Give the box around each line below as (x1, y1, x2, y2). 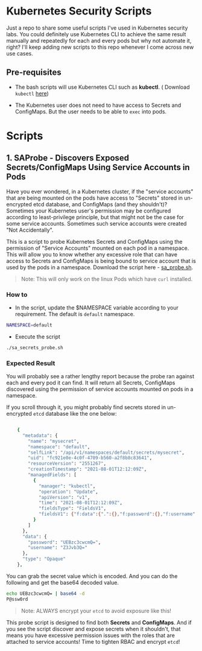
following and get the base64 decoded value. (6, 579, 119, 586)
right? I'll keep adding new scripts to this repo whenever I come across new (6, 43, 194, 51)
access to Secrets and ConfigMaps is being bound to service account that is (6, 257, 196, 264)
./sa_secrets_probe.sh (6, 345, 63, 351)
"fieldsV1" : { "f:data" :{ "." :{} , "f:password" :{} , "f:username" (38, 511, 196, 517)
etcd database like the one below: (33, 410, 117, 418)
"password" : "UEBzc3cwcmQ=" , (28, 539, 101, 545)
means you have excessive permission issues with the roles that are (6, 632, 175, 639)
